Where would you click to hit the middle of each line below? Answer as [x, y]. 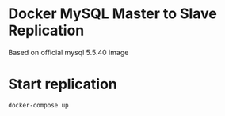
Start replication [63, 84]
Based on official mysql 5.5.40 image [69, 52]
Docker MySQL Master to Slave [113, 14]
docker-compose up [38, 105]
